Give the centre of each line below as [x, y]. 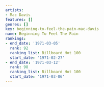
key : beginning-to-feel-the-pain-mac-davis [52, 29]
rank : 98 [19, 67]
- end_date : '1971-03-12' [33, 62]
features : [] [19, 19]
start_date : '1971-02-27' [37, 58]
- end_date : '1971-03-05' [33, 43]
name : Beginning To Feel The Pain [42, 34]
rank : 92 [19, 48]
